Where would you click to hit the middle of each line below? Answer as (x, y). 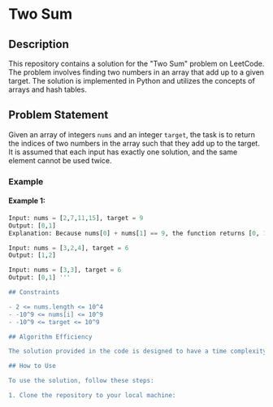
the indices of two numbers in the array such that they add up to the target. (134, 143)
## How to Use (32, 366)
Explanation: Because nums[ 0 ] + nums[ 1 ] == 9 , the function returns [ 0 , (134, 233)
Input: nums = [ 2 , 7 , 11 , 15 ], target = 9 (76, 218)
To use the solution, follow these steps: (81, 381)
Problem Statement (58, 115)
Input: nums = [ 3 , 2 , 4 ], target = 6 (69, 248)
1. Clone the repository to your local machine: (92, 396)
